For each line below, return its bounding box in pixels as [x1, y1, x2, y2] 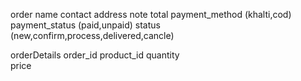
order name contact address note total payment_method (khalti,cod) [10, 9, 292, 20]
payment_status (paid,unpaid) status [10, 19, 161, 31]
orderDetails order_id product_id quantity [10, 49, 180, 61]
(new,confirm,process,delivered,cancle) [10, 30, 175, 41]
